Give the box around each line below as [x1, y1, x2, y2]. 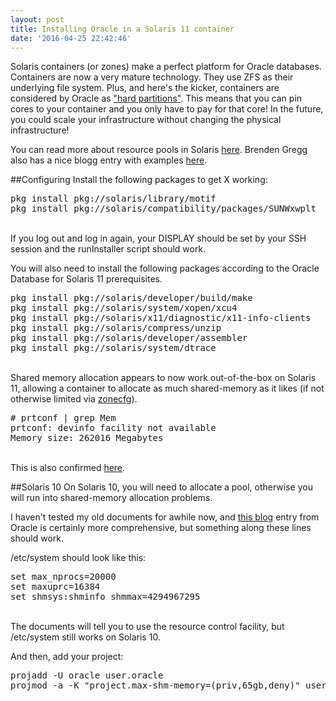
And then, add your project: [10, 651, 124, 663]
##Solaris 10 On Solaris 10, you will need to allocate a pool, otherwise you [10, 481, 313, 493]
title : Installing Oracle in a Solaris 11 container [10, 24, 235, 34]
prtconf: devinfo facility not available [10, 422, 217, 434]
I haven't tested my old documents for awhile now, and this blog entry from [10, 511, 320, 523]
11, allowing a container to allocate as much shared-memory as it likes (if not [10, 382, 325, 395]
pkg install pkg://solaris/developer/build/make [10, 292, 253, 304]
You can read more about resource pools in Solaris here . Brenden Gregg [10, 144, 308, 156]
